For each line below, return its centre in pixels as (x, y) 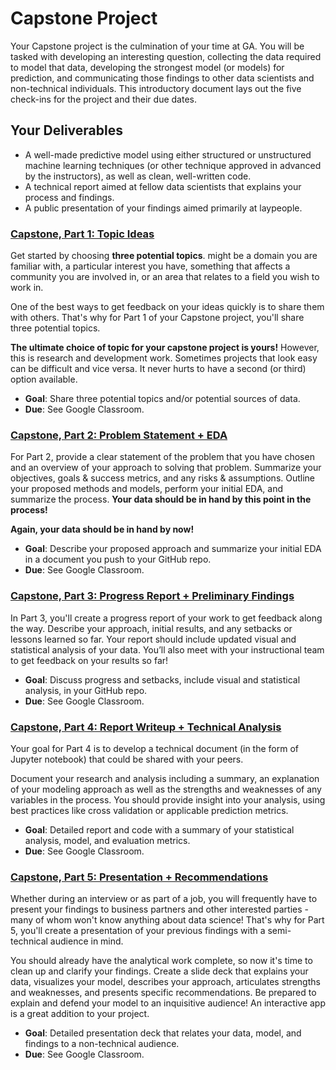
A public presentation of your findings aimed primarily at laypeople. (163, 208)
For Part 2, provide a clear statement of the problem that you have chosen (162, 457)
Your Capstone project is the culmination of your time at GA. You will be (157, 46)
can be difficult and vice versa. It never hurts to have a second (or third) (158, 369)
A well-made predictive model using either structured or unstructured (168, 154)
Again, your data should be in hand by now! (102, 529)
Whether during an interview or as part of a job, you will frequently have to (164, 899)
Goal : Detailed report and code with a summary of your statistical (159, 829)
